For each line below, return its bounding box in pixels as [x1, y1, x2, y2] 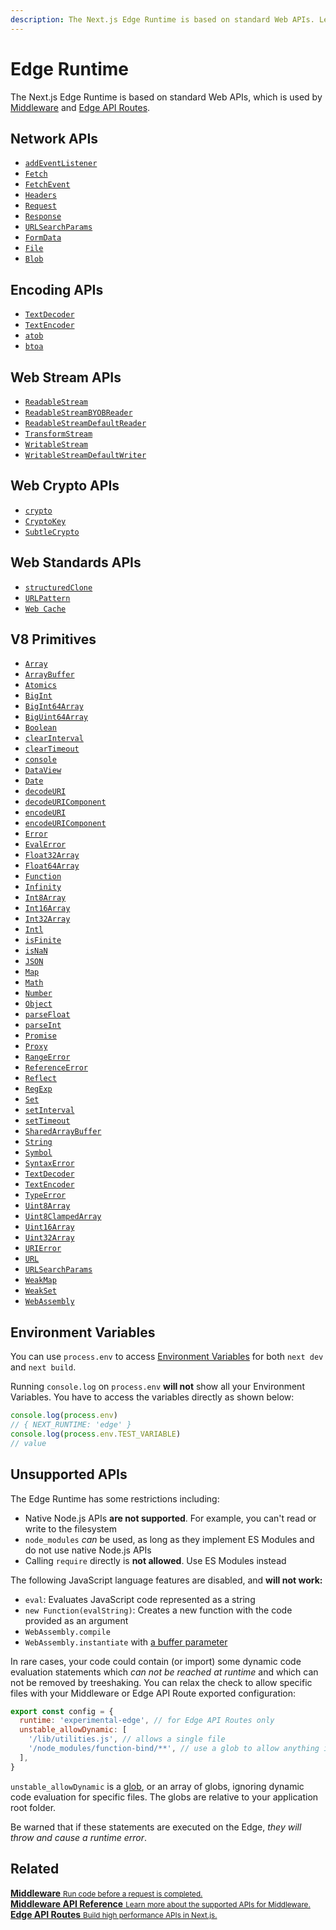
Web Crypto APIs [10, 477, 120, 495]
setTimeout [24, 1116, 71, 1126]
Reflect [24, 1074, 57, 1084]
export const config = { [10, 1706, 114, 1716]
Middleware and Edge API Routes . [10, 101, 151, 113]
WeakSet [24, 1286, 57, 1296]
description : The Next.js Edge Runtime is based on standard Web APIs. [10, 14, 315, 25]
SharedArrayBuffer [24, 1127, 102, 1137]
